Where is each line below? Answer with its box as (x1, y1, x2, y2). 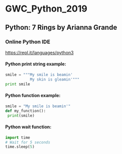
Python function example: (5, 93, 61, 99)
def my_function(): (5, 108, 46, 113)
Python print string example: (5, 61, 66, 67)
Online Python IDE (5, 38, 50, 45)
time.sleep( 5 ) (5, 144, 35, 149)
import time (5, 135, 30, 140)
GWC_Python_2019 (5, 3, 88, 15)
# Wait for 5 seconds (5, 139, 51, 145)
